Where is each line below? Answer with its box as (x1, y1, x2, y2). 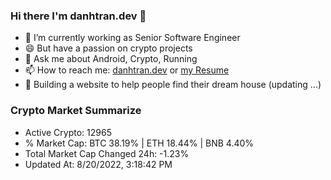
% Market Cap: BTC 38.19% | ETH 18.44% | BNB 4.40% (24, 137, 255, 149)
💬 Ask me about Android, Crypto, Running (24, 53, 198, 65)
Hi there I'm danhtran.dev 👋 (10, 9, 147, 23)
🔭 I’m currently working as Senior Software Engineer (24, 32, 241, 44)
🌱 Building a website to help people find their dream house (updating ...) (24, 79, 322, 91)
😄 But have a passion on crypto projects (24, 42, 193, 54)
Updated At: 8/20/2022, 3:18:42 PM (24, 158, 173, 170)
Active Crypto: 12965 (24, 126, 112, 138)
